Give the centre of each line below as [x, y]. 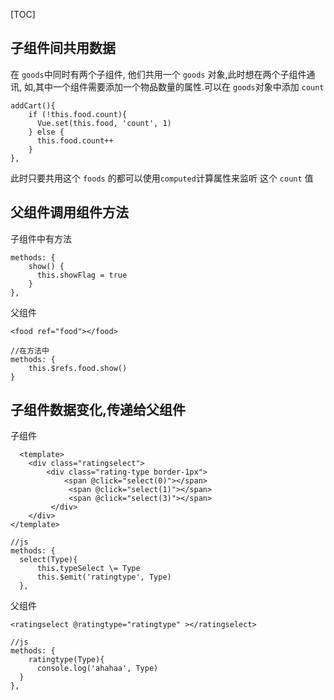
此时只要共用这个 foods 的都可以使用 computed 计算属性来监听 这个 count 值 [162, 178]
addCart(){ [33, 105]
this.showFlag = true [82, 275]
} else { [46, 132]
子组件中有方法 [41, 238]
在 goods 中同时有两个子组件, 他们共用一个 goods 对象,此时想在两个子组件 [158, 74]
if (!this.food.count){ [78, 114]
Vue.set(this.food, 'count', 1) [104, 123]
